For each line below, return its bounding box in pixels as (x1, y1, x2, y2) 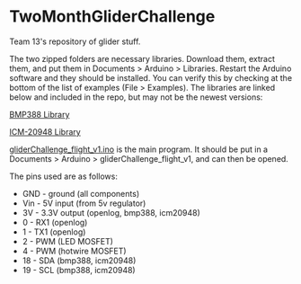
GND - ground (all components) (22, 188, 140, 199)
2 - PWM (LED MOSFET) (22, 235, 114, 246)
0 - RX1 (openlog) (22, 217, 88, 227)
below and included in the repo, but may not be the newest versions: (9, 92, 263, 102)
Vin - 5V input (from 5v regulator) (22, 198, 146, 209)
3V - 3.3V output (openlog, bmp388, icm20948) (22, 207, 200, 217)
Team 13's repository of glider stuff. (9, 36, 141, 47)
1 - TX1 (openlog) (22, 226, 86, 237)
